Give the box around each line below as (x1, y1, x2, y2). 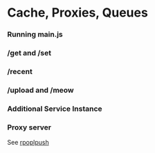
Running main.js (7, 30, 64, 39)
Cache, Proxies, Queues (7, 5, 149, 21)
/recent (7, 66, 33, 76)
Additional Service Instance (7, 104, 102, 114)
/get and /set (7, 48, 52, 58)
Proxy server (7, 123, 52, 132)
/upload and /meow (7, 85, 74, 95)
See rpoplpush (7, 138, 50, 147)
